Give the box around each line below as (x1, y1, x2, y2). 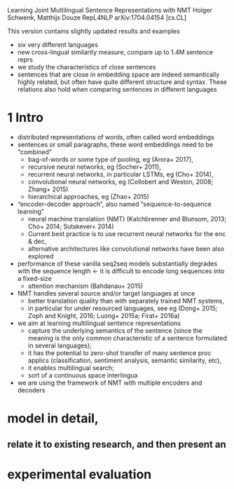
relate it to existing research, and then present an (7, 438, 226, 450)
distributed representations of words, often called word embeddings (17, 132, 215, 141)
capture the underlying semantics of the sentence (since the (27, 326, 203, 335)
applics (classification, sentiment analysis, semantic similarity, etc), (27, 356, 222, 364)
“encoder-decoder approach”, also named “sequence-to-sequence (17, 200, 212, 208)
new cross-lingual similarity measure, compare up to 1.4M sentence (17, 48, 214, 56)
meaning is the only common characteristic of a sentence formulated (27, 333, 228, 342)
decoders (17, 385, 46, 394)
